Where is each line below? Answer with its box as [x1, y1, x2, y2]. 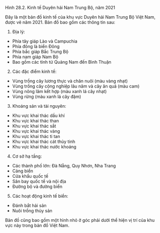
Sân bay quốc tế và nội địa [12, 179, 66, 184]
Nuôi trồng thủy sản [12, 208, 53, 213]
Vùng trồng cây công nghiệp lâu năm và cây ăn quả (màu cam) [12, 83, 140, 89]
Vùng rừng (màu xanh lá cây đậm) [12, 93, 81, 99]
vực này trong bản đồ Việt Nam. [5, 223, 70, 228]
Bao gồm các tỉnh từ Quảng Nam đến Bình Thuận [12, 59, 111, 65]
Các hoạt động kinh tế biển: [12, 193, 69, 199]
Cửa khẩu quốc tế [12, 173, 49, 179]
